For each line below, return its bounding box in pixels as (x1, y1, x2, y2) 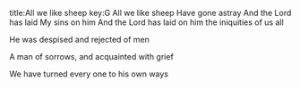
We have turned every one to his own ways (9, 68, 168, 79)
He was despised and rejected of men (9, 35, 150, 44)
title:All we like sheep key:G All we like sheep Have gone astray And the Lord (9, 8, 292, 18)
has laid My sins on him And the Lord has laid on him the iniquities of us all (9, 17, 284, 28)
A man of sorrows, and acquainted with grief (9, 52, 175, 61)
